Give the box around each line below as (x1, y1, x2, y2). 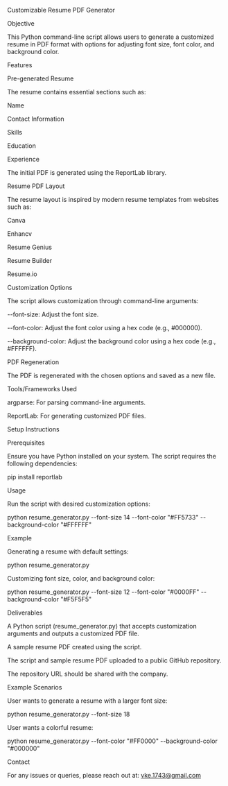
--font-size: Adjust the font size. (7, 310, 99, 318)
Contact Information (7, 114, 64, 123)
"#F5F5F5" (60, 595, 92, 603)
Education (7, 142, 36, 150)
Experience (7, 155, 40, 163)
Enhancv (7, 230, 33, 238)
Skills (7, 128, 23, 136)
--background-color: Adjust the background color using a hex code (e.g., (7, 337, 216, 345)
